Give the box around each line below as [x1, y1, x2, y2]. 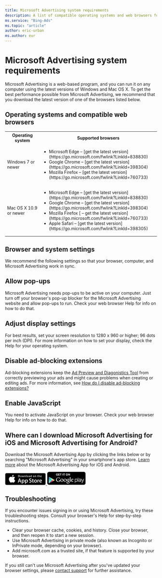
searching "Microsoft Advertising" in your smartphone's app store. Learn [5, 457, 150, 463]
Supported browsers [77, 135, 120, 141]
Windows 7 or [7, 159, 35, 165]
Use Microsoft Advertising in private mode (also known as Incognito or [12, 537, 152, 543]
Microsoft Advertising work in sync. [5, 263, 76, 269]
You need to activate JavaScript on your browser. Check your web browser [5, 412, 154, 418]
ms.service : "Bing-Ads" [5, 18, 53, 23]
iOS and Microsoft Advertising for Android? [5, 438, 138, 447]
